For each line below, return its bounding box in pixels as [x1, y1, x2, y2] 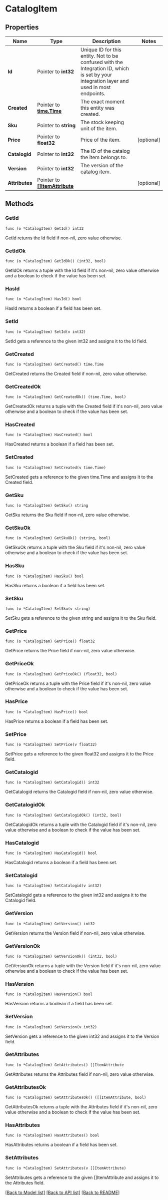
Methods [5, 200, 34, 208]
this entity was [80, 105, 115, 111]
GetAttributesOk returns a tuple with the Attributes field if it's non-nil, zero [5, 1104, 157, 1110]
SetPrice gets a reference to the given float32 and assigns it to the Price [5, 751, 154, 757]
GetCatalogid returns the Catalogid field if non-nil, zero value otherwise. [5, 789, 154, 795]
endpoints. [80, 90, 106, 97]
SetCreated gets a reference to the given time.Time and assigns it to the [5, 474, 153, 480]
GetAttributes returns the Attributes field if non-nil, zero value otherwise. [5, 1071, 154, 1077]
